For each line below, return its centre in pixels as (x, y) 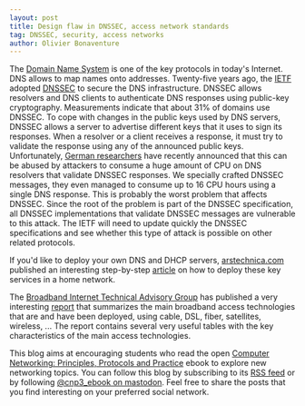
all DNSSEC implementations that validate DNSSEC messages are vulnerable (152, 213)
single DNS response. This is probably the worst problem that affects (138, 194)
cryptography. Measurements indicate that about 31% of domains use (140, 108)
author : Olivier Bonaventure (64, 43)
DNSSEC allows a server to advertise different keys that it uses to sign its (146, 127)
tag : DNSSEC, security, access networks (87, 35)
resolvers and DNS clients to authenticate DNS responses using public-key (149, 98)
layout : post (34, 18)
